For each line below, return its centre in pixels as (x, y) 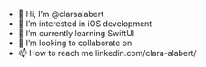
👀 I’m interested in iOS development (85, 24)
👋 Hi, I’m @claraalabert (61, 14)
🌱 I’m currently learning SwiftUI (76, 33)
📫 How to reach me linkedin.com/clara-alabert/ (107, 53)
